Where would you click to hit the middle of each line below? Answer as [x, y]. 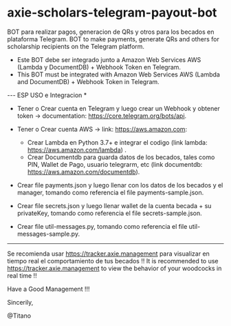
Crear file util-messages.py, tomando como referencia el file [102, 226]
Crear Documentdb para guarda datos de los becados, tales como [121, 157]
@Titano [19, 316]
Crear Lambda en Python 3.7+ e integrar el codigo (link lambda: [117, 142]
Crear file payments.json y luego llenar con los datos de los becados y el [120, 185]
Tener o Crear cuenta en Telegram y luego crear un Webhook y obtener [118, 108]
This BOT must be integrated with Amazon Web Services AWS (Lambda [118, 74]
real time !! [22, 275]
